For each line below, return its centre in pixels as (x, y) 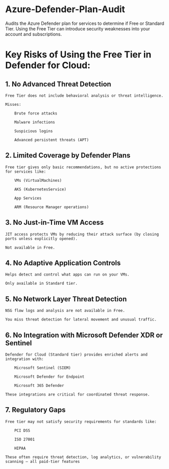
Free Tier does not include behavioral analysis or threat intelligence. (84, 95)
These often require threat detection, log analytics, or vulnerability (83, 457)
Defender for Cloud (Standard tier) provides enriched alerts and (76, 355)
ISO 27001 (25, 439)
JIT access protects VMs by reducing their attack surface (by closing (82, 234)
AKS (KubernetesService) (40, 189)
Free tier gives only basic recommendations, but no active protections (83, 167)
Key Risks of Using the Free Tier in (78, 55)
